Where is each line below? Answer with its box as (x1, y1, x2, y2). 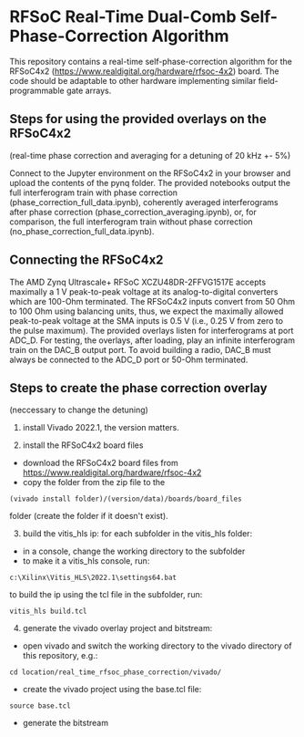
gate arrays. (66, 85, 112, 96)
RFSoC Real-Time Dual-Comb (9, 6, 237, 27)
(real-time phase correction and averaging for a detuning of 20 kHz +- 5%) (9, 150, 291, 161)
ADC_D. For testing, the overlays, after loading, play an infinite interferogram (9, 335, 296, 346)
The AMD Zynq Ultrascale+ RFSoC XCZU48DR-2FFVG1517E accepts (9, 276, 267, 287)
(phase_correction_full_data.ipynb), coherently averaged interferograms (9, 196, 279, 207)
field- (258, 75, 279, 86)
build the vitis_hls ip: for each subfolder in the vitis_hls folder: (22, 528, 253, 539)
